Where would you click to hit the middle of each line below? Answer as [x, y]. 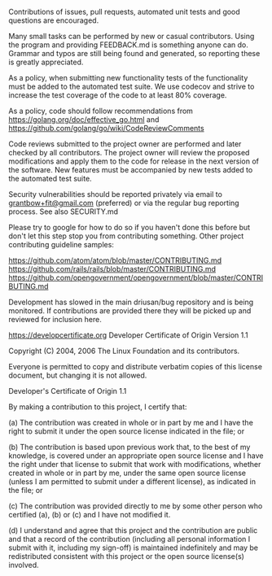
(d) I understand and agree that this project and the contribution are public [133, 530]
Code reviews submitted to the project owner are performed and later [125, 144]
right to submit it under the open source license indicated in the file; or [127, 431]
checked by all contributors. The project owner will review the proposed [129, 153]
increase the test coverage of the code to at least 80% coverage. [118, 95]
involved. [24, 565]
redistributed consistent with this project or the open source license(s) [126, 556]
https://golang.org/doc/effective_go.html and [84, 120]
